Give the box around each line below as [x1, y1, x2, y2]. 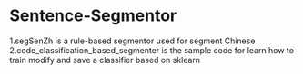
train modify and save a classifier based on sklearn [9, 54, 201, 65]
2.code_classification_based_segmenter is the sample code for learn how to [9, 44, 294, 55]
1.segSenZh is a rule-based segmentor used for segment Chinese [9, 35, 256, 46]
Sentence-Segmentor [9, 5, 177, 26]
